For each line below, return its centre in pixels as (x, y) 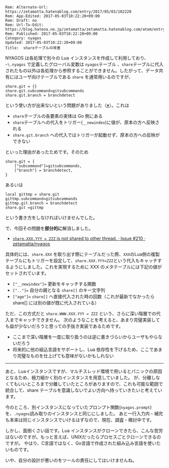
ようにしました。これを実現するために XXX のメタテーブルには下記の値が (86, 267)
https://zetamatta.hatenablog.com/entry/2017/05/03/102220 (68, 12)
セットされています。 (27, 273)
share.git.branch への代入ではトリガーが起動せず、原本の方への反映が (86, 135)
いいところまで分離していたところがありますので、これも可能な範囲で (91, 384)
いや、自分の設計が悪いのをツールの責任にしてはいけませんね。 (71, 460)
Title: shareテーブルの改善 (33, 48)
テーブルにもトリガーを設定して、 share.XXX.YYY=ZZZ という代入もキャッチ (81, 261)
